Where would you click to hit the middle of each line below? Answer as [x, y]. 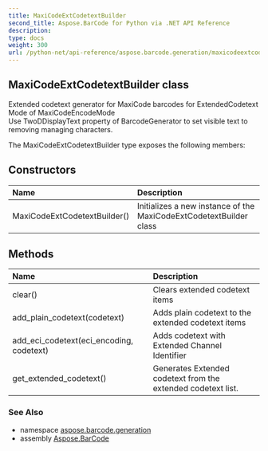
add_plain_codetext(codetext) [69, 318]
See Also [26, 413]
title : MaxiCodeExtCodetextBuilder [67, 16]
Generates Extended [191, 369]
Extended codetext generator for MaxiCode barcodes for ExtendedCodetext [133, 104]
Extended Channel [187, 346]
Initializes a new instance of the [196, 206]
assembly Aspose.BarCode [64, 438]
